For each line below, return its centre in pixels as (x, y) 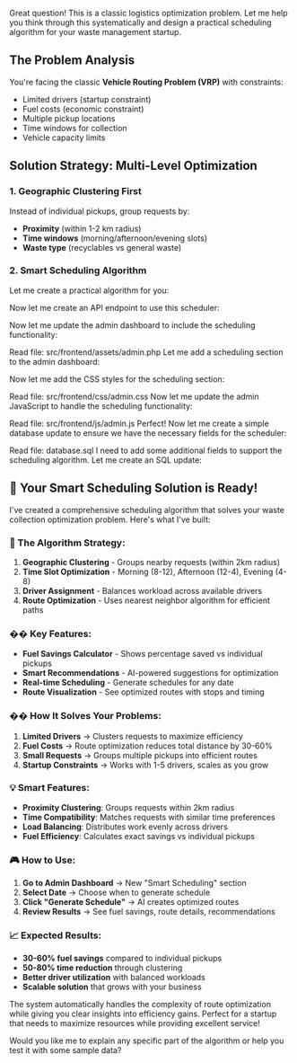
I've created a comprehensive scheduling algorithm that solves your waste (147, 509)
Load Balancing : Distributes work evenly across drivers (125, 827)
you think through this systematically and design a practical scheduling (140, 22)
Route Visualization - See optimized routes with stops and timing (143, 692)
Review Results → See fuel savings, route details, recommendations (148, 912)
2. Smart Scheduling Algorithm (78, 270)
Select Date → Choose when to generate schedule (116, 892)
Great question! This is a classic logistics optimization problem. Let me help (149, 13)
